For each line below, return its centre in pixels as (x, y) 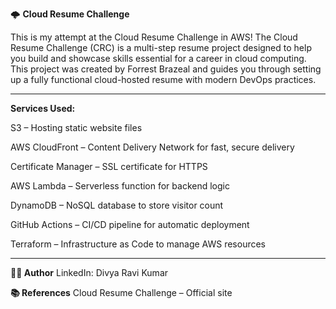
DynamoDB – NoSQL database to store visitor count (117, 205)
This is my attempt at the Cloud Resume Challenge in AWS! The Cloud (154, 37)
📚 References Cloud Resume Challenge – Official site (121, 292)
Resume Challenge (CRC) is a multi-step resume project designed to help (161, 47)
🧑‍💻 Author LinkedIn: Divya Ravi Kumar (89, 272)
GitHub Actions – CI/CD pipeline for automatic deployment (130, 224)
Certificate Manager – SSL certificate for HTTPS (109, 166)
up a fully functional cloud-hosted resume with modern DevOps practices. (163, 79)
